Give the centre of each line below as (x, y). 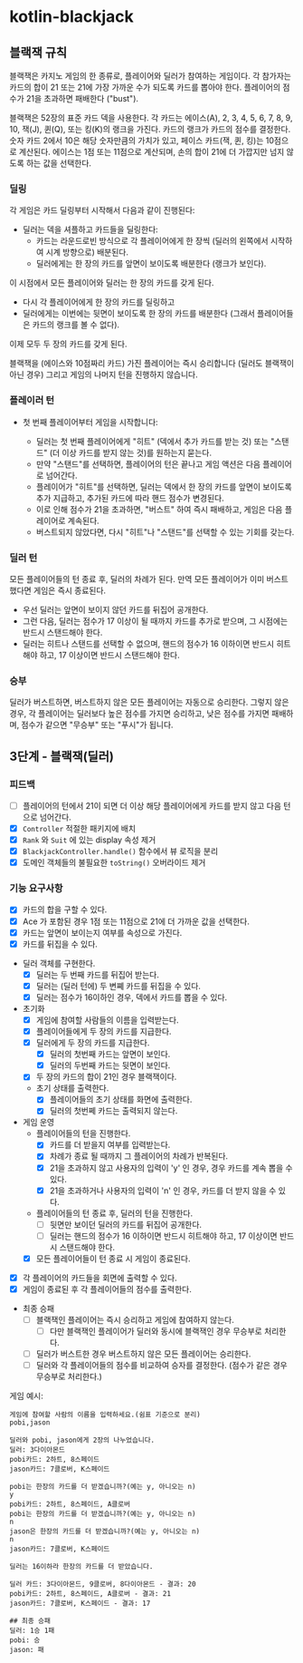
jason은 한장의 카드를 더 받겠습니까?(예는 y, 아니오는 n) (105, 1532)
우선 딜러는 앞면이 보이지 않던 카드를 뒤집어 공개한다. (115, 609)
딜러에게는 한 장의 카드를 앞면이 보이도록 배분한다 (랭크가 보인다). (151, 264)
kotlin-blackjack (71, 17)
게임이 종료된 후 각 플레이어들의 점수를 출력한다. (107, 1289)
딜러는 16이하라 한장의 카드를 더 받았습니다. (81, 1567)
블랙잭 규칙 (38, 52)
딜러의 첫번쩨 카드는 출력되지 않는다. (114, 1111)
